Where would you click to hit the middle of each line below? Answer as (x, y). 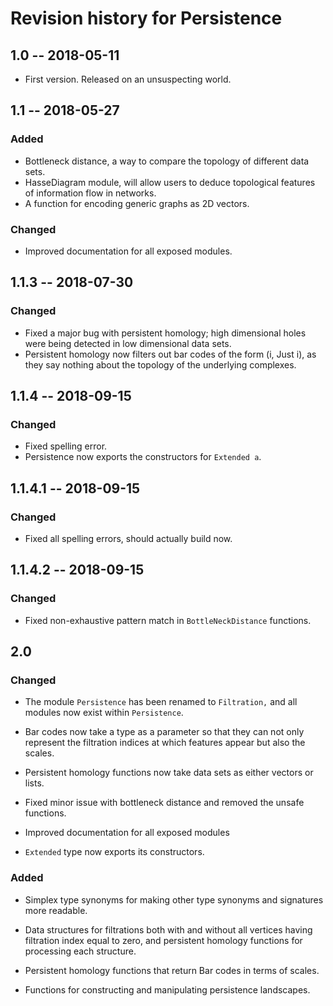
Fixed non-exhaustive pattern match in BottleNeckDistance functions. (168, 620)
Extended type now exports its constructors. (114, 852)
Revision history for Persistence (146, 18)
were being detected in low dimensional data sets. (128, 343)
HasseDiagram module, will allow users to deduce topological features (170, 182)
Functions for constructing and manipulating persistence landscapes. (167, 989)
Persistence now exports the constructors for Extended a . (143, 457)
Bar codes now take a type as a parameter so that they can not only (164, 732)
